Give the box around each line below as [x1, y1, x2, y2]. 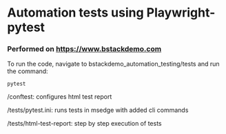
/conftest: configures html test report [7, 93, 112, 101]
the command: [7, 67, 48, 75]
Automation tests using [7, 5, 144, 21]
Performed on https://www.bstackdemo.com [7, 44, 162, 54]
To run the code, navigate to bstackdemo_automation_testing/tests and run [7, 60, 220, 68]
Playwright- [146, 5, 216, 21]
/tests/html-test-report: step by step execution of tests [7, 119, 162, 128]
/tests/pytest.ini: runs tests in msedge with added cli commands [7, 106, 189, 115]
